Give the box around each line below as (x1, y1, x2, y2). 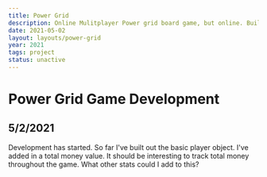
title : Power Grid (8, 11, 69, 20)
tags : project (8, 48, 56, 56)
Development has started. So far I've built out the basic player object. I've (8, 142, 249, 152)
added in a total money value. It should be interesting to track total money (8, 151, 250, 160)
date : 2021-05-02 (8, 26, 66, 34)
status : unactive (8, 56, 66, 64)
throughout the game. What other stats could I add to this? (8, 160, 199, 169)
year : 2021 (8, 41, 44, 49)
